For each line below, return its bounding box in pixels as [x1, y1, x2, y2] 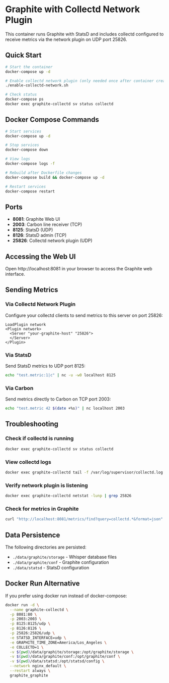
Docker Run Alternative [5, 579, 80, 588]
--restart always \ [10, 668, 51, 673]
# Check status [5, 92, 37, 97]
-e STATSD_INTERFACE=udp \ [10, 635, 66, 640]
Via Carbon [5, 384, 34, 392]
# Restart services [5, 184, 46, 189]
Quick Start [5, 51, 42, 60]
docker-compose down [5, 148, 49, 153]
